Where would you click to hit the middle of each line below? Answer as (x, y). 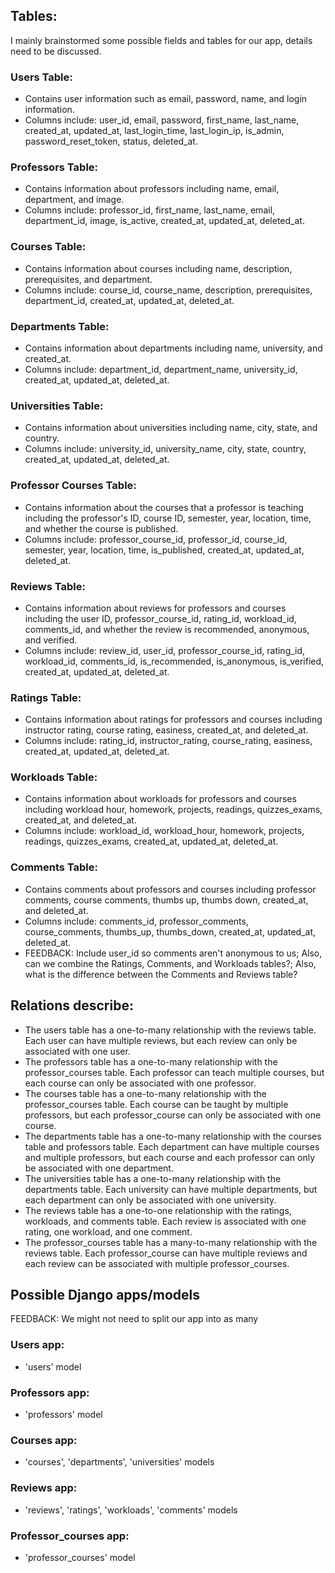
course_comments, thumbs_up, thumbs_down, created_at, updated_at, (170, 931)
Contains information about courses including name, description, (158, 268)
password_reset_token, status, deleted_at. (111, 141)
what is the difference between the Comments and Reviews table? (161, 974)
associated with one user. (77, 1051)
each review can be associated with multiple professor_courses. (157, 1263)
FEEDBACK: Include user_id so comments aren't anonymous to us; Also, (173, 953)
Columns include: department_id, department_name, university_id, (161, 369)
